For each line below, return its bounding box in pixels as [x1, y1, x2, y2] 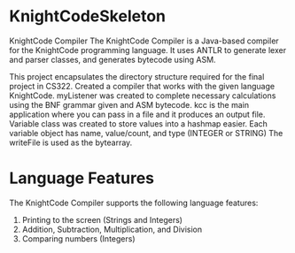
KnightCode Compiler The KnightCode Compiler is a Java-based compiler [9, 35, 279, 46]
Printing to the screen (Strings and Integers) [21, 214, 183, 225]
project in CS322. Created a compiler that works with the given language [9, 80, 276, 91]
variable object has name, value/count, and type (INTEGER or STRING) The [9, 127, 283, 138]
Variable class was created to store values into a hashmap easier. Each [9, 118, 268, 129]
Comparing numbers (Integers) [21, 233, 136, 244]
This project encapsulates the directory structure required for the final [9, 71, 265, 81]
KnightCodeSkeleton [9, 6, 167, 27]
